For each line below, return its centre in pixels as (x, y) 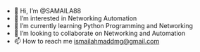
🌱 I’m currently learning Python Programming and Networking (104, 26)
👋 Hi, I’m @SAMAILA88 (48, 11)
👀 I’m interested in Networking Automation (75, 18)
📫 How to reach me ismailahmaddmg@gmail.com (87, 41)
